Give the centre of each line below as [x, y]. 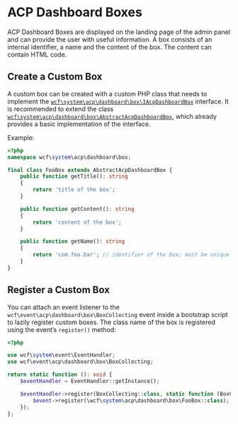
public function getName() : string [73, 241]
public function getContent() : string [77, 209]
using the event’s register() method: [62, 329]
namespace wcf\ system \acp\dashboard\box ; [69, 157]
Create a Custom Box [55, 77]
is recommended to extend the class [61, 109]
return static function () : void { [60, 375]
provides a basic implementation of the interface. [79, 124]
